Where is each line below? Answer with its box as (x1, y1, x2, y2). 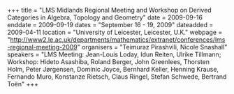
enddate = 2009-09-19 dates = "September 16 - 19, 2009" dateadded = (7, 21, 214, 29)
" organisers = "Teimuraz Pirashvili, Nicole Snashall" (77, 43, 228, 51)
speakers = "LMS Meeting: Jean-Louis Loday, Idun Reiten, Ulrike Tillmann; (7, 50, 221, 58)
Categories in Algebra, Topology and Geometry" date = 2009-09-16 (7, 13, 203, 22)
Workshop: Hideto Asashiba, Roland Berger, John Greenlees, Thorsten (7, 58, 210, 65)
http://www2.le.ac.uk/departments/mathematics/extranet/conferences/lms (10, 36, 226, 44)
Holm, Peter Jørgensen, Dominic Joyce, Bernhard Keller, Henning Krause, (7, 65, 219, 73)
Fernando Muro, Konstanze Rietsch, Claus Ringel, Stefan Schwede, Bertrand (7, 72, 227, 81)
